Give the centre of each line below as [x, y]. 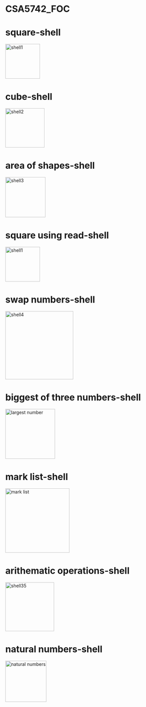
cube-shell [29, 97]
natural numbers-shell [54, 649]
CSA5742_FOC [38, 9]
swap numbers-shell [50, 300]
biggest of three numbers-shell [73, 397]
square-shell [33, 33]
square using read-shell [57, 235]
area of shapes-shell [50, 166]
